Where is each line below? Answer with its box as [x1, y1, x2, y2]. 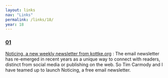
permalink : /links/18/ [5, 17, 54, 22]
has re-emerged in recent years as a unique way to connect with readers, [5, 56, 160, 62]
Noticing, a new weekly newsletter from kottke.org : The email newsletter [5, 50, 160, 56]
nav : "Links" [5, 12, 33, 17]
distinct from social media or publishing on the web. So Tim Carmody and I [5, 61, 163, 67]
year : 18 [5, 22, 24, 27]
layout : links [5, 7, 36, 13]
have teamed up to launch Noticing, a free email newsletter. [5, 67, 131, 73]
